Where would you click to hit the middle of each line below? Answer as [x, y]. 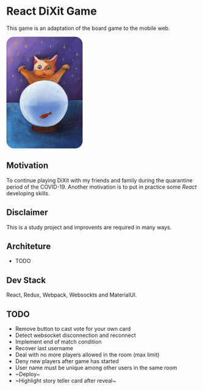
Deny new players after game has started [67, 361]
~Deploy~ [27, 374]
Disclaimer [27, 213]
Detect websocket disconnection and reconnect [75, 335]
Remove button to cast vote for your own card [73, 329]
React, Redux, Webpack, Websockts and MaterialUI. [72, 295]
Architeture [29, 246]
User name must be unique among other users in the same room [96, 368]
